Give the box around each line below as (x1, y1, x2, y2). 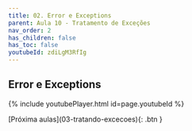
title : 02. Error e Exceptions (8, 11, 112, 20)
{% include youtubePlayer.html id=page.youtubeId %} (8, 98, 185, 108)
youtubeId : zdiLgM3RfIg (8, 48, 87, 56)
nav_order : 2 (8, 26, 52, 34)
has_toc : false (8, 41, 59, 49)
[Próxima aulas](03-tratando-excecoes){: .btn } (8, 114, 163, 124)
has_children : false (8, 33, 77, 42)
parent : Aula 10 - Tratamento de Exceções (8, 19, 151, 27)
